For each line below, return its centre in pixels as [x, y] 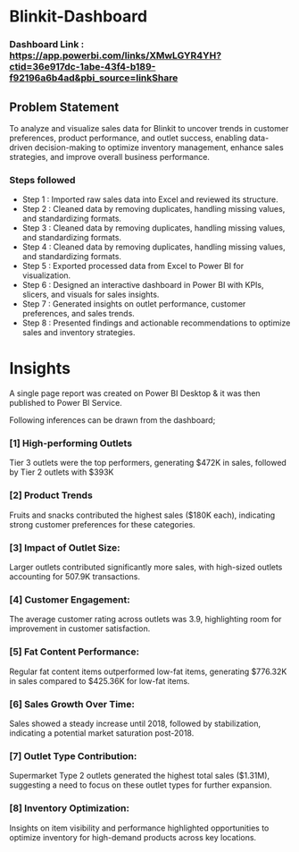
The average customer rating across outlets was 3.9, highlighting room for [145, 620]
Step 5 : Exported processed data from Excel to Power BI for [133, 266]
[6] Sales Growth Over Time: [72, 704]
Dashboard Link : [47, 45]
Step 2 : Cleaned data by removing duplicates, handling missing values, [154, 209]
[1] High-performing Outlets [71, 443]
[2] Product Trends [51, 495]
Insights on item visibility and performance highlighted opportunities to [139, 828]
